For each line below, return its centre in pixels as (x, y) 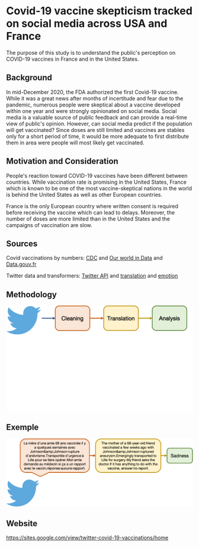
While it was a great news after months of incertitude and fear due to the (95, 98)
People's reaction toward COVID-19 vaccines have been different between (97, 175)
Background (29, 78)
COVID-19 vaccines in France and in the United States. (73, 59)
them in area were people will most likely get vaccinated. (75, 142)
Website (22, 524)
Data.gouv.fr (21, 264)
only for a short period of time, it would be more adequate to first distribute (98, 136)
